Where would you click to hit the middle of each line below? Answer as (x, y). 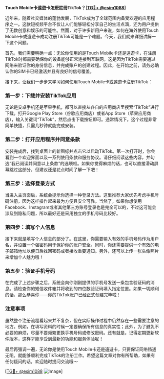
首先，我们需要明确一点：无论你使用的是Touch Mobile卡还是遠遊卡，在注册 (81, 53)
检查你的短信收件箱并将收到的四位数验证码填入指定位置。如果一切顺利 (88, 289)
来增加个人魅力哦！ (24, 257)
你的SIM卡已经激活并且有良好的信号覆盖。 (51, 71)
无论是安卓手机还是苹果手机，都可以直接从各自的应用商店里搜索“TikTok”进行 (82, 107)
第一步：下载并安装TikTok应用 (41, 95)
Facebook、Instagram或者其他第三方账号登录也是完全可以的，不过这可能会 (81, 207)
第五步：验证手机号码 (30, 271)
